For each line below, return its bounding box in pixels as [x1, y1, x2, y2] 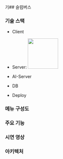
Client [12, 29, 24, 35]
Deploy [12, 93, 27, 98]
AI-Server [12, 74, 32, 79]
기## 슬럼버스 [5, 4, 31, 10]
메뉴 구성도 [5, 106, 30, 112]
